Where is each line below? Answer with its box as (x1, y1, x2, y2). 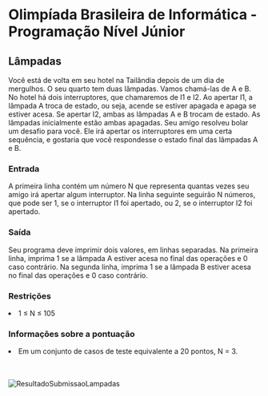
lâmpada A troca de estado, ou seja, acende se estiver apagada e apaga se (8, 101, 257, 110)
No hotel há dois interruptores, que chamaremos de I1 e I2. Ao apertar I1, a (8, 93, 254, 101)
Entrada (8, 163, 40, 174)
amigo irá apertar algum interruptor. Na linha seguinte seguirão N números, (8, 190, 256, 200)
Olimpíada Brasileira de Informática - (8, 6, 258, 24)
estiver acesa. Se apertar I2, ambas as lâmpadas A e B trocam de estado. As (8, 109, 261, 119)
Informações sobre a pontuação (8, 328, 135, 339)
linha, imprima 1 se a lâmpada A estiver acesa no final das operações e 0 (8, 253, 248, 263)
